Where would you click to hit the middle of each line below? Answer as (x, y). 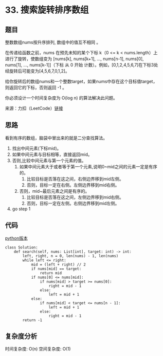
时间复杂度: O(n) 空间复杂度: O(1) (38, 349)
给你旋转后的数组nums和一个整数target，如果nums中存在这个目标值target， (81, 81)
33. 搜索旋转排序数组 (47, 10)
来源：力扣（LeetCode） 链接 (34, 108)
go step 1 (21, 209)
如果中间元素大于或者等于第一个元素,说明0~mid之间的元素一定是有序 (88, 166)
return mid (51, 273)
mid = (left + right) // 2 (58, 265)
